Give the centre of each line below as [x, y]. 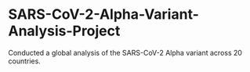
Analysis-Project [64, 31]
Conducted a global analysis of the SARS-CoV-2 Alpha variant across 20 [125, 52]
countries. [24, 61]
